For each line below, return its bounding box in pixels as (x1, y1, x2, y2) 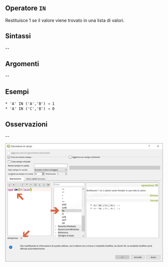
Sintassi (5, 32, 31, 41)
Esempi (5, 87, 29, 96)
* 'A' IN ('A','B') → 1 (5, 101, 55, 107)
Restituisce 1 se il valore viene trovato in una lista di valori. (5, 17, 125, 23)
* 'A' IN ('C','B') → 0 (5, 106, 55, 112)
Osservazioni (5, 120, 48, 128)
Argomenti (5, 60, 39, 68)
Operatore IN (5, 4, 46, 13)
